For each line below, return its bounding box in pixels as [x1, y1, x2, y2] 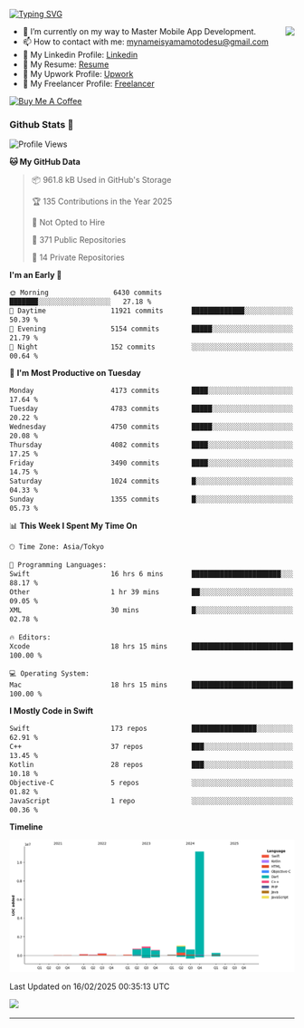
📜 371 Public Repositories [31, 235, 127, 245]
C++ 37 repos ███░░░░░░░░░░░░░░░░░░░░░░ [9, 743, 294, 752]
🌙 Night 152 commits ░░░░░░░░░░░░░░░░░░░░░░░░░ [9, 342, 294, 352]
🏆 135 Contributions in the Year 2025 [31, 196, 173, 207]
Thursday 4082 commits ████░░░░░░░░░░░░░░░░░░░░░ [9, 440, 294, 450]
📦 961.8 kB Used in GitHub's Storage [31, 175, 172, 186]
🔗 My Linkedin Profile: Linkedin [22, 50, 138, 60]
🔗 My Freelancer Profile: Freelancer [22, 78, 156, 89]
